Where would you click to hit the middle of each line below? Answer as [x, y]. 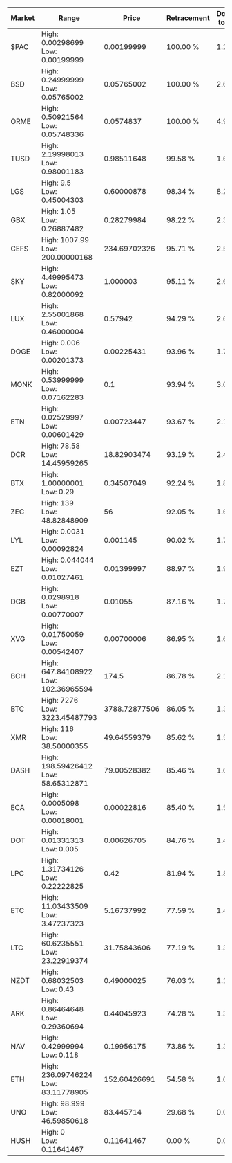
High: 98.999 [63, 1103]
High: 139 [58, 503]
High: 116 [58, 729]
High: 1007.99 [65, 240]
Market [23, 18]
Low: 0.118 [60, 1055]
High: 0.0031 [63, 531]
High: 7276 [60, 700]
